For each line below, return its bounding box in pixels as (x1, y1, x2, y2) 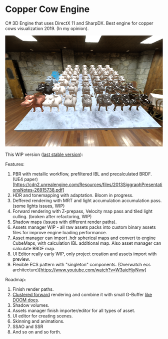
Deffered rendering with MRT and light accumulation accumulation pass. (12, 197, 162, 204)
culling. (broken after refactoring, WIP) (12, 213, 92, 219)
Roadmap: (5, 276, 26, 282)
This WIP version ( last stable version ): (5, 151, 83, 157)
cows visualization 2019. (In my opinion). (5, 25, 89, 31)
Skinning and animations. (12, 318, 64, 324)
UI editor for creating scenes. (12, 312, 73, 319)
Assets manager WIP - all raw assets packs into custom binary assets (12, 224, 156, 230)
